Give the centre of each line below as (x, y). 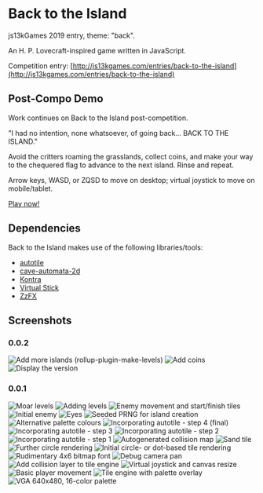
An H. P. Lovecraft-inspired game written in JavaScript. (97, 50)
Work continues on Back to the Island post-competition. (98, 118)
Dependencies (44, 228)
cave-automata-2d (50, 271)
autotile (32, 262)
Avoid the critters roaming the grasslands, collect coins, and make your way (131, 156)
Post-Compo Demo (56, 99)
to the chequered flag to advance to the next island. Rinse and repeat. (121, 165)
